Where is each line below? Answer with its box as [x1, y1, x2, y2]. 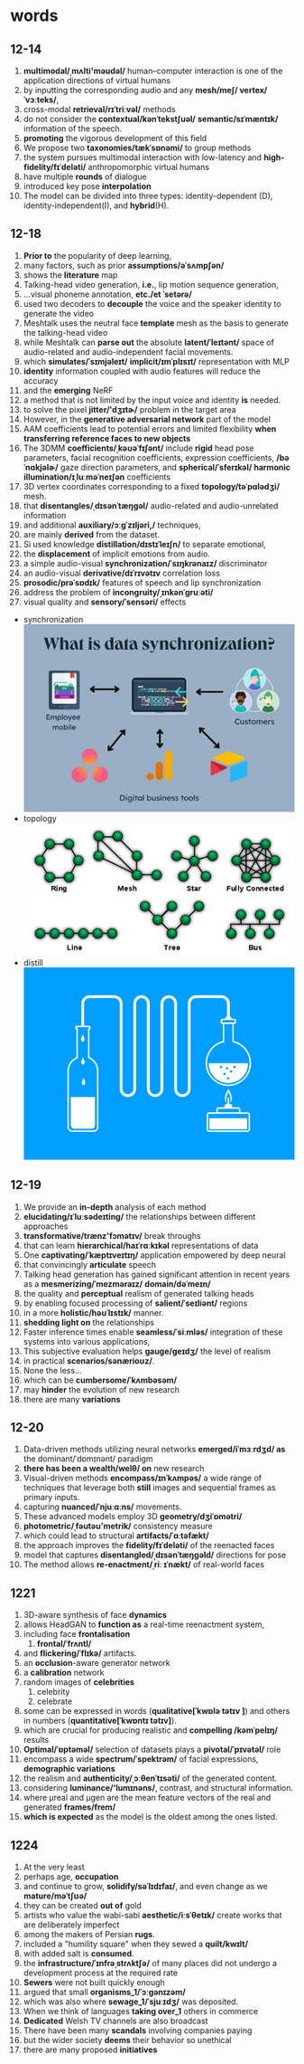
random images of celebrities [23, 1677, 134, 1688]
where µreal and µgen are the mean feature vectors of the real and [23, 1793, 272, 1803]
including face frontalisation [23, 1629, 131, 1640]
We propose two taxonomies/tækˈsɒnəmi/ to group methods [23, 142, 252, 153]
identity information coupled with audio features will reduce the [23, 366, 261, 376]
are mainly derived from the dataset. [23, 528, 161, 539]
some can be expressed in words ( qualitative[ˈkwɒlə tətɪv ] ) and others [23, 1706, 290, 1717]
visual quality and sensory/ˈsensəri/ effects [23, 596, 187, 607]
